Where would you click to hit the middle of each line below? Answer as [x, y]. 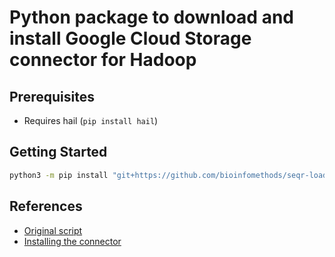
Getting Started [58, 152]
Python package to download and [151, 17]
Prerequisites [52, 96]
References [46, 206]
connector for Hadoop [103, 60]
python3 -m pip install [59, 175]
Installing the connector [72, 241]
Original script [53, 230]
